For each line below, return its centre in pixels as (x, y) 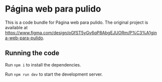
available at (16, 27)
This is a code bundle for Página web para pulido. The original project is (77, 22)
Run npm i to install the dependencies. (43, 65)
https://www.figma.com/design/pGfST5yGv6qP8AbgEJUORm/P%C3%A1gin (81, 33)
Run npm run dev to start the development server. (54, 74)
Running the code (32, 53)
